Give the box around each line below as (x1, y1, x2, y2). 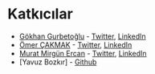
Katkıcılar (7, 5, 73, 23)
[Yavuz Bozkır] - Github (18, 57, 97, 67)
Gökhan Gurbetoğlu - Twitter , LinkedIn (18, 31, 146, 41)
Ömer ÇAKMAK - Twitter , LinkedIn (18, 39, 133, 49)
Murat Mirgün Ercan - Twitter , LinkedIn (18, 48, 147, 58)
